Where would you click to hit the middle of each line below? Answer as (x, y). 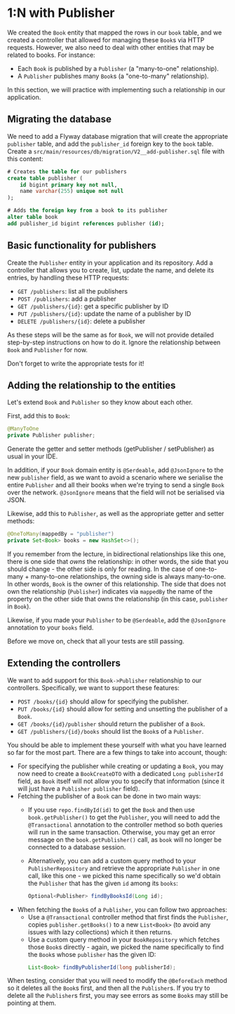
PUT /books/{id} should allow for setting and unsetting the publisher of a (122, 708)
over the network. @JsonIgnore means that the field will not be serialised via (116, 493)
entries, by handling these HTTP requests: (68, 277)
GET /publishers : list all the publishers (73, 291)
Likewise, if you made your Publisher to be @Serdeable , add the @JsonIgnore (116, 620)
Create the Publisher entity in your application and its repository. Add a (110, 263)
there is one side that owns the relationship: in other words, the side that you (118, 561)
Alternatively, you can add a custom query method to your (112, 860)
